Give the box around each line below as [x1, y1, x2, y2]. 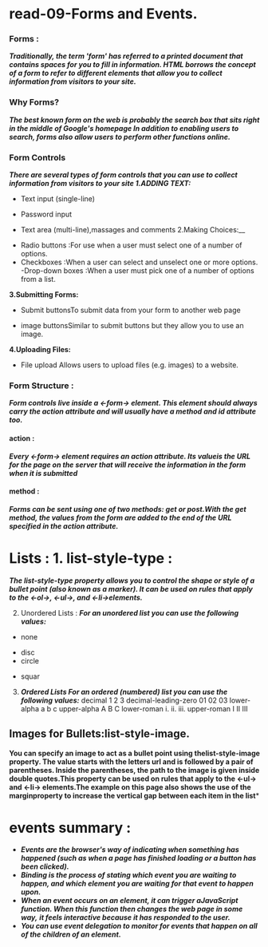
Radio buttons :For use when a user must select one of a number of [20, 240, 242, 250]
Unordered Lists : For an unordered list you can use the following [20, 608, 239, 617]
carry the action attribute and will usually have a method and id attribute [9, 406, 256, 416]
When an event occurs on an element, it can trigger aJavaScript [20, 896, 238, 905]
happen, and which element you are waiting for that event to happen [20, 879, 254, 889]
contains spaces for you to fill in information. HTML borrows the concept [9, 60, 256, 69]
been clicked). [20, 862, 70, 871]
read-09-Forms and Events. [9, 5, 198, 23]
